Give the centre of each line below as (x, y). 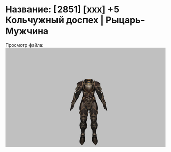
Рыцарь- (125, 20)
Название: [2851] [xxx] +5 (62, 9)
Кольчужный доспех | (55, 20)
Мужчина (27, 31)
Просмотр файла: (24, 45)
